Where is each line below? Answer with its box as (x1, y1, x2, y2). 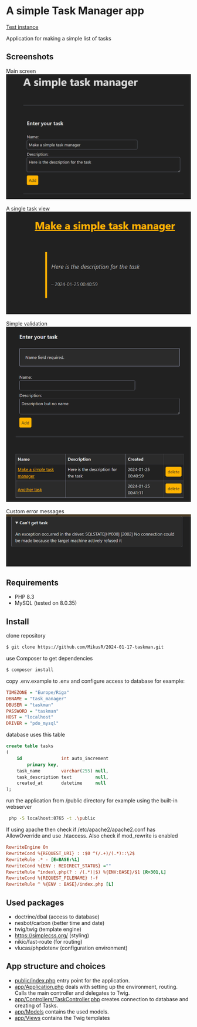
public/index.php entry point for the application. (14, 977, 130, 984)
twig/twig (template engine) (14, 926, 82, 933)
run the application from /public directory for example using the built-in (6, 797, 178, 804)
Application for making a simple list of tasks (6, 35, 111, 42)
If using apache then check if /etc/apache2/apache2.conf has (6, 826, 156, 833)
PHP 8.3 (14, 594, 35, 601)
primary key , (27, 761, 59, 768)
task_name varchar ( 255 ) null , (16, 768, 109, 774)
